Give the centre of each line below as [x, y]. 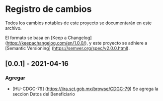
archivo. [13, 28]
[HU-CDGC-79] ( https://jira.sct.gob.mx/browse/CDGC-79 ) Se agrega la [85, 89]
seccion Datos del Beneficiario [44, 94]
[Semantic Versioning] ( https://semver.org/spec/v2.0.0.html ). [68, 48]
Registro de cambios [48, 9]
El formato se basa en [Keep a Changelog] [48, 38]
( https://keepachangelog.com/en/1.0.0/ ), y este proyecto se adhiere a [76, 43]
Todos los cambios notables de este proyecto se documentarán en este [79, 23]
